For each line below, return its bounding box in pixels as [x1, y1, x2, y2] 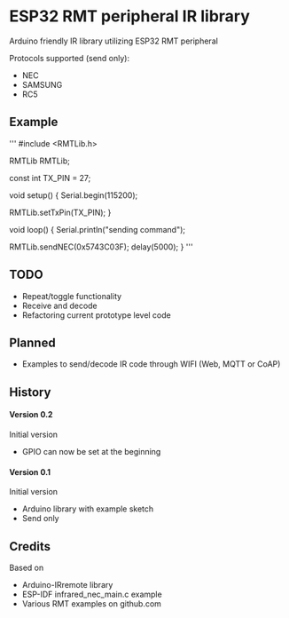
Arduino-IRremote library [21, 579, 113, 590]
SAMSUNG [21, 79, 63, 90]
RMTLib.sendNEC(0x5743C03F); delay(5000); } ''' [9, 242, 193, 252]
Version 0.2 [9, 409, 53, 420]
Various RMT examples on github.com [21, 598, 162, 609]
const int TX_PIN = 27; [9, 172, 91, 183]
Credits [9, 539, 51, 554]
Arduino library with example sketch [21, 503, 154, 514]
